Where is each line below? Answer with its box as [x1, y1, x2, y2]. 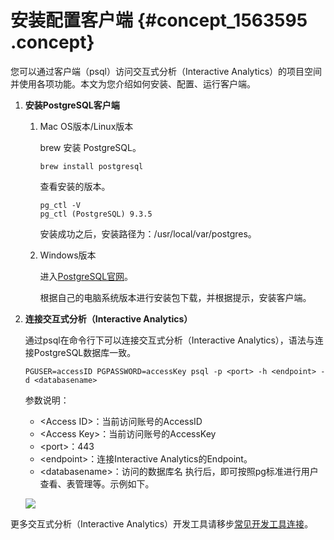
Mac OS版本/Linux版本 [39, 120, 134, 132]
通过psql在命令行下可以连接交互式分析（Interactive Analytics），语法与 [24, 334, 315, 346]
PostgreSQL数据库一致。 [33, 346, 137, 358]
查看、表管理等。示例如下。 [39, 477, 155, 490]
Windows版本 [39, 249, 97, 261]
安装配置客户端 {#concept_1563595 [10, 9, 308, 32]
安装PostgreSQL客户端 [24, 99, 120, 111]
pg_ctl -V [39, 200, 82, 210]
